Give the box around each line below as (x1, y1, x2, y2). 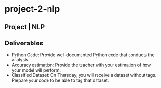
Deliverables (4, 39, 44, 47)
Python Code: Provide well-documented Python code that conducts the (11, 52, 155, 58)
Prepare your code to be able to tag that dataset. (11, 77, 109, 83)
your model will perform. (11, 67, 61, 73)
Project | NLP (4, 23, 45, 31)
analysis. (11, 57, 30, 63)
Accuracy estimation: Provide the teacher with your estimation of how (11, 62, 151, 68)
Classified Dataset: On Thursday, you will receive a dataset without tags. (11, 73, 157, 78)
